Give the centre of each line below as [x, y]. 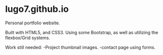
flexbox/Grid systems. [28, 38]
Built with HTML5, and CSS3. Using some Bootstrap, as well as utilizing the [82, 32]
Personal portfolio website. [33, 23]
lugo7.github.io [37, 9]
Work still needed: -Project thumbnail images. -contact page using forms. [80, 47]
